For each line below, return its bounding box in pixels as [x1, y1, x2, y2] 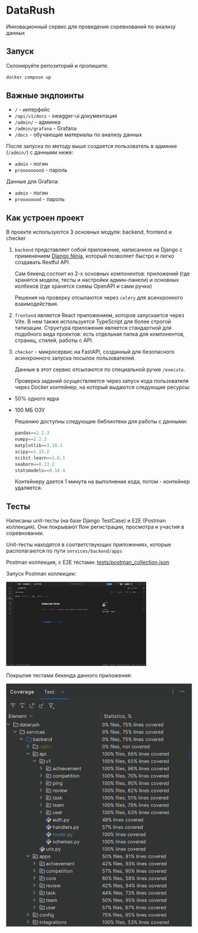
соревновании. [6, 530, 44, 537]
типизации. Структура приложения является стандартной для [14, 324, 172, 331]
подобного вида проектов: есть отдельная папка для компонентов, [14, 331, 185, 338]
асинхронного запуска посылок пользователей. [14, 354, 136, 362]
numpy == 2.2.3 [14, 436, 47, 442]
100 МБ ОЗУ [14, 406, 45, 413]
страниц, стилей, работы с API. [14, 337, 94, 344]
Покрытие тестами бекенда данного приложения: [6, 672, 132, 679]
